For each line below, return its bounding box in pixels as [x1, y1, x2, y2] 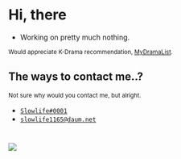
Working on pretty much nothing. [19, 32, 130, 42]
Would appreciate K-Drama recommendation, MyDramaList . [8, 48, 173, 56]
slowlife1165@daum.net [19, 115, 97, 123]
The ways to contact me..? [8, 70, 143, 84]
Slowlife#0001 [19, 107, 68, 115]
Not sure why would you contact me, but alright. [8, 91, 142, 99]
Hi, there [8, 6, 67, 24]
